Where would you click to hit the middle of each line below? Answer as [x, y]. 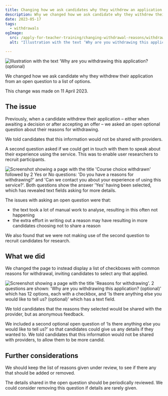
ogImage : [14, 33]
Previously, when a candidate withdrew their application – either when [77, 118]
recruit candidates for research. [38, 240]
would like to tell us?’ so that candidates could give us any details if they [79, 329]
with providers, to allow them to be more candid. [55, 340]
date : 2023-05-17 [23, 19]
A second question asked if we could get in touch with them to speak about [83, 148]
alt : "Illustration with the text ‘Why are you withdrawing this [79, 42]
